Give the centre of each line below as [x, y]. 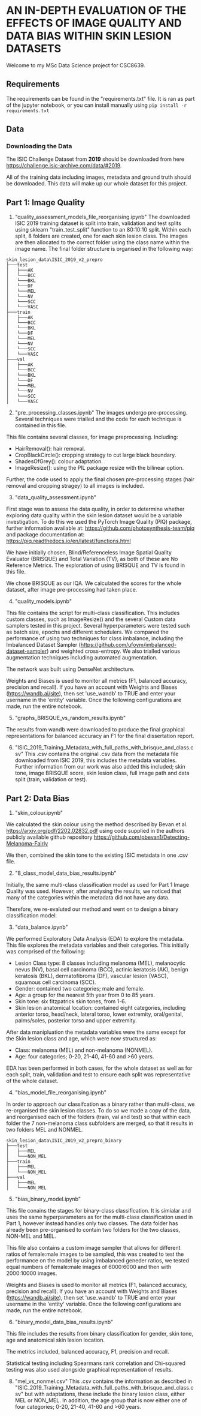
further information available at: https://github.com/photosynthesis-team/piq [100, 528]
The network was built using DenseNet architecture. [70, 669]
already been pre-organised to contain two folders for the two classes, [93, 1230]
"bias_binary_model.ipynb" [48, 1199]
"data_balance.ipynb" [41, 927]
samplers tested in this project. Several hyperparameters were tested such [98, 626]
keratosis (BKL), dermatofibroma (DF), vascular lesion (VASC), [92, 976]
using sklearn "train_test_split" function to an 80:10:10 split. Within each [103, 230]
